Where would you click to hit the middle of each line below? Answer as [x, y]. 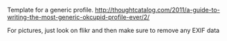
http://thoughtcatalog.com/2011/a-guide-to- [157, 10]
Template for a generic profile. [50, 10]
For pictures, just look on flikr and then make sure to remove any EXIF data [113, 30]
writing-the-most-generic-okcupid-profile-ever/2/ [79, 17]
